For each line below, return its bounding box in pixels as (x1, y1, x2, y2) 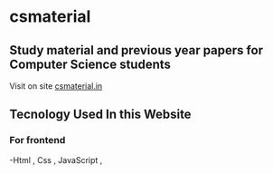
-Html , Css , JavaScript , (9, 154, 103, 165)
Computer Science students (9, 56, 172, 72)
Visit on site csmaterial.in (9, 81, 103, 92)
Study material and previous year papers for (9, 43, 264, 58)
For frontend (9, 134, 66, 147)
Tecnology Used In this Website (9, 107, 192, 122)
